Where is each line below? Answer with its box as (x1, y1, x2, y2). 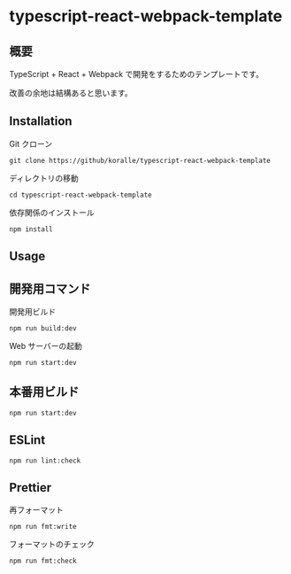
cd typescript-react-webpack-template (9, 190, 152, 199)
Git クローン (9, 138, 53, 149)
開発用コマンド (9, 281, 91, 296)
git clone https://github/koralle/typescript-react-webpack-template (9, 156, 272, 165)
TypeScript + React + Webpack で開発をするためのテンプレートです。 (9, 69, 264, 79)
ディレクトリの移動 (9, 173, 80, 183)
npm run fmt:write (9, 523, 77, 531)
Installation (9, 113, 73, 129)
